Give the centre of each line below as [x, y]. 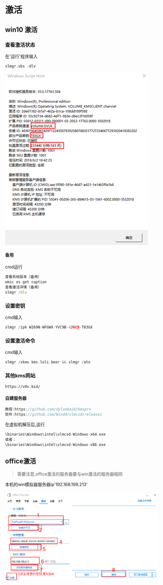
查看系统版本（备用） [23, 277]
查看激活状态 [20, 45]
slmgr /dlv [16, 292]
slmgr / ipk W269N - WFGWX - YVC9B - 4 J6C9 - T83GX [49, 327]
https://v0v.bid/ [23, 387]
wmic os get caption [26, 282]
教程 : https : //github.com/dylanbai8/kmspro [48, 409]
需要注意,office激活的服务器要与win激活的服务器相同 [70, 474]
